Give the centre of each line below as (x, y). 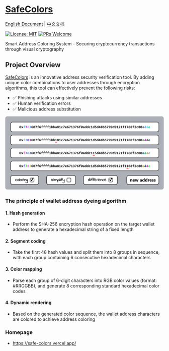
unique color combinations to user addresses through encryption (72, 82)
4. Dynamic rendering (28, 303)
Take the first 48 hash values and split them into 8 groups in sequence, (86, 252)
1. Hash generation (25, 213)
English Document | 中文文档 (35, 24)
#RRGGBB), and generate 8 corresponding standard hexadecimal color (86, 285)
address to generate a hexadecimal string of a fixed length (73, 229)
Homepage (19, 332)
